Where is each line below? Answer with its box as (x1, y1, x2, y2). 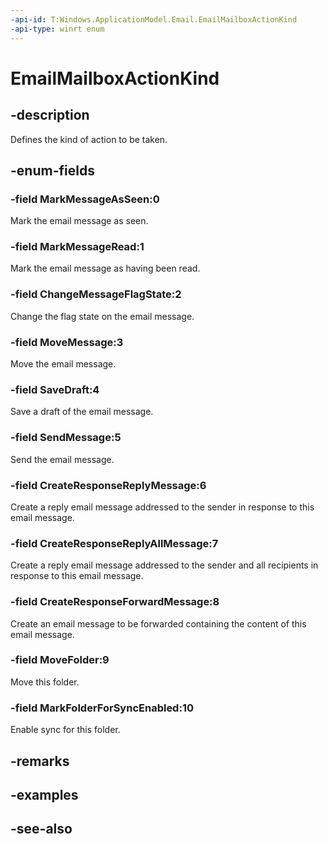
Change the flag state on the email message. (10, 310, 195, 322)
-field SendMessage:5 (10, 431, 122, 445)
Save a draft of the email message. (10, 406, 154, 418)
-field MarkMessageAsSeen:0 (10, 192, 160, 206)
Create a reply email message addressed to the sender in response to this (10, 501, 315, 513)
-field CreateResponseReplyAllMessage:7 (10, 536, 219, 550)
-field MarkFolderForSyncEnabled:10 (10, 701, 194, 715)
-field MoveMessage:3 (10, 335, 124, 349)
